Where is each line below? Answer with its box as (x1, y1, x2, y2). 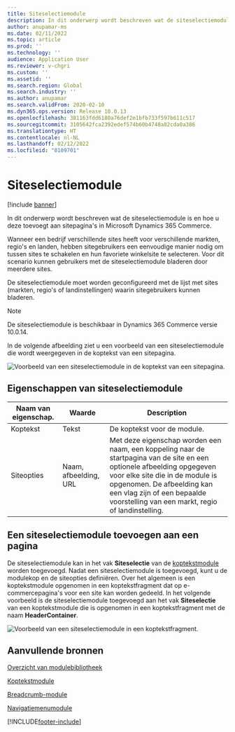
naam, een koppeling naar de (109, 444, 205, 454)
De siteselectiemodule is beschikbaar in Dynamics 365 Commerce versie (7, 320, 218, 329)
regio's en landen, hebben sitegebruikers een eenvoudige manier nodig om (7, 242, 224, 251)
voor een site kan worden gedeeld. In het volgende (64, 588, 211, 597)
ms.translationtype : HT (7, 127, 77, 134)
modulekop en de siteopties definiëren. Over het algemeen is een (7, 574, 196, 582)
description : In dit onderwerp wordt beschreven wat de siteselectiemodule (7, 17, 233, 24)
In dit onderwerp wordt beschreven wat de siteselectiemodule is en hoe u (7, 214, 220, 222)
